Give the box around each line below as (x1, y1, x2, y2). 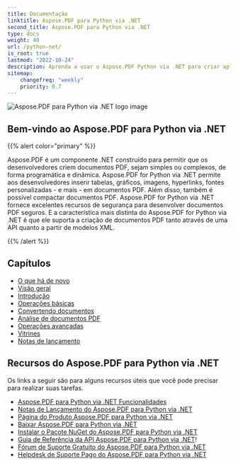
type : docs (7, 30, 40, 38)
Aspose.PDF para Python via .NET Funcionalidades (17, 397, 167, 406)
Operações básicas (17, 299, 74, 307)
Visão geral (17, 284, 51, 292)
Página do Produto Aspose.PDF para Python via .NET (17, 412, 174, 421)
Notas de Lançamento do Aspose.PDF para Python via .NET (17, 405, 193, 414)
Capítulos (7, 257, 51, 270)
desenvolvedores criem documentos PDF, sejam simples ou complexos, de (7, 163, 227, 172)
